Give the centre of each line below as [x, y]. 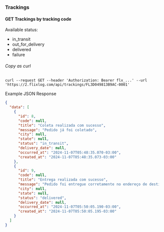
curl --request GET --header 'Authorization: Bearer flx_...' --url [76, 80]
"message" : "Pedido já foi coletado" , [57, 130]
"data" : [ [19, 107]
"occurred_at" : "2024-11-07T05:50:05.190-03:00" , [69, 207]
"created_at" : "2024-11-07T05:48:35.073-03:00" [67, 157]
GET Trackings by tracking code [38, 19]
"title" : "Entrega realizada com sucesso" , [63, 180]
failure [19, 55]
